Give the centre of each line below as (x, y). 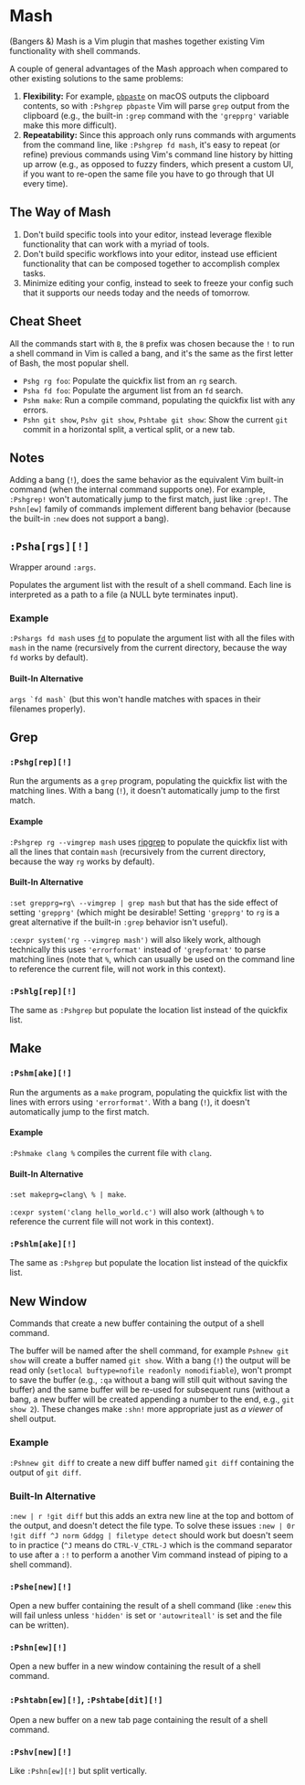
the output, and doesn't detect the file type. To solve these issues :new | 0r (152, 1525)
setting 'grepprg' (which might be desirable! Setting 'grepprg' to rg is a (145, 912)
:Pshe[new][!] (41, 1587)
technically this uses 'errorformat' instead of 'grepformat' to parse (138, 949)
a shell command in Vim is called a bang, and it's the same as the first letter (152, 353)
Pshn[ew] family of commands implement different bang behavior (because (150, 509)
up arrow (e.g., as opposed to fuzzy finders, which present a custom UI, (158, 164)
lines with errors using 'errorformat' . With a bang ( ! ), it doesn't (130, 1102)
